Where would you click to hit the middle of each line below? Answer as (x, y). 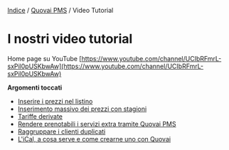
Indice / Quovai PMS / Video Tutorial (60, 10)
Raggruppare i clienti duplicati (62, 132)
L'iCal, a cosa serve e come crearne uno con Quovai (94, 139)
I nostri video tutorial (70, 39)
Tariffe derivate (40, 116)
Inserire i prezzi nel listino (55, 101)
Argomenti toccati (35, 87)
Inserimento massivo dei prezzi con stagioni (82, 109)
